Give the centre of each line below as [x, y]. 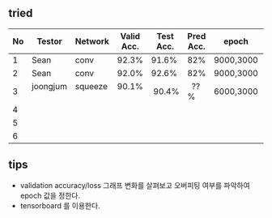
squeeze [91, 86]
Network [92, 41]
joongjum [49, 86]
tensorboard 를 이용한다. [60, 205]
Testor [49, 41]
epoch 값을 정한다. [50, 195]
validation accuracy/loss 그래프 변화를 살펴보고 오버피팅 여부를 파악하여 [135, 185]
